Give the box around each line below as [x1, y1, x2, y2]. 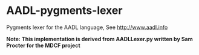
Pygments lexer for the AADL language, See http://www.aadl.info [6, 24, 168, 31]
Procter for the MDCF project [6, 42, 80, 49]
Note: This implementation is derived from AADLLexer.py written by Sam [6, 35, 194, 42]
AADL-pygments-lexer [6, 4, 123, 18]
